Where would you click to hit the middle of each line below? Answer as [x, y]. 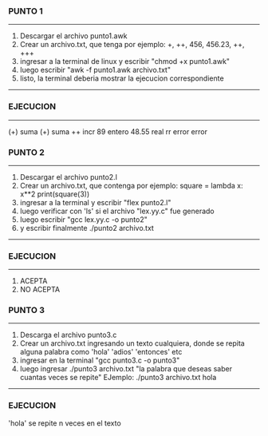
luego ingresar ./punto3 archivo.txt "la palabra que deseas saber [126, 369]
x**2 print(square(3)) [55, 194]
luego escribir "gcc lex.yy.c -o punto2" [83, 219]
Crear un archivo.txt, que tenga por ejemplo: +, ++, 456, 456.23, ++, [132, 45]
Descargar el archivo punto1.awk [73, 36]
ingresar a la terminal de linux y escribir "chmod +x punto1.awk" [124, 61]
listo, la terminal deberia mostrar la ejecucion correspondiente [122, 78]
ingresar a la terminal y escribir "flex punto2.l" [95, 202]
